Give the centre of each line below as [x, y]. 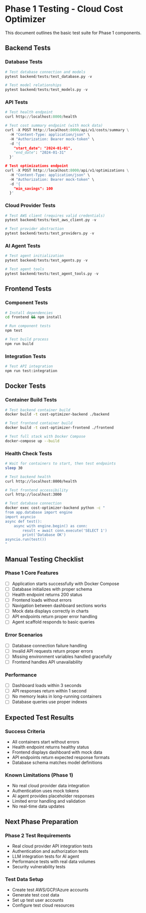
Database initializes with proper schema [52, 589]
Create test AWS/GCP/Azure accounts [50, 890]
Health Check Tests [29, 453]
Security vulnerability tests [39, 867]
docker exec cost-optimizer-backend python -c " [55, 508]
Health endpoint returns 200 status [47, 594]
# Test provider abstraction [34, 229]
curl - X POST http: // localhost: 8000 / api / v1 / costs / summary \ [67, 130]
